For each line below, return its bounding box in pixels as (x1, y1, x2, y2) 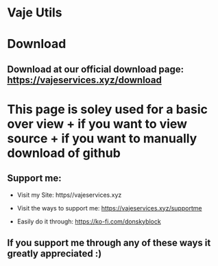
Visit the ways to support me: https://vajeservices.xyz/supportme (16, 204, 202, 212)
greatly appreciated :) (7, 248, 102, 260)
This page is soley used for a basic (7, 101, 208, 117)
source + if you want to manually (7, 130, 197, 146)
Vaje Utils (7, 5, 63, 21)
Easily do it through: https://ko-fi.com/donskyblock (16, 217, 161, 226)
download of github (7, 145, 121, 160)
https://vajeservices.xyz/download (7, 74, 162, 86)
